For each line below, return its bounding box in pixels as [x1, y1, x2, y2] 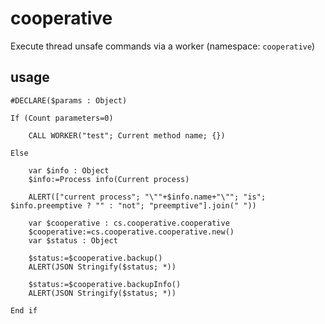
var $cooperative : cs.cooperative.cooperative [28, 218, 230, 228]
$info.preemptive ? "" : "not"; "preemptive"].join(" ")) [10, 200, 257, 211]
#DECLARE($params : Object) [10, 95, 128, 106]
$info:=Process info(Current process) [28, 174, 190, 184]
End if [10, 305, 38, 316]
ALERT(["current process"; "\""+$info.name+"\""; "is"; [28, 192, 267, 202]
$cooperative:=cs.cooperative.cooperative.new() [28, 227, 235, 237]
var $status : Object [28, 235, 118, 246]
